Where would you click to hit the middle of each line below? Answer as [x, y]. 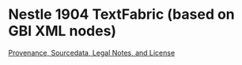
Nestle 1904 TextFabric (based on [121, 14]
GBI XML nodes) [62, 31]
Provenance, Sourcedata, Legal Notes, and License [92, 52]
